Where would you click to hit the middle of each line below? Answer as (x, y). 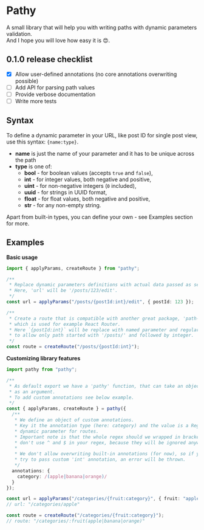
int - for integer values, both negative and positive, (88, 179)
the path (25, 160)
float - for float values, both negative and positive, (87, 199)
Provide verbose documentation (55, 94)
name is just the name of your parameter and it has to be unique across (104, 153)
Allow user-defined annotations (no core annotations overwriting (96, 74)
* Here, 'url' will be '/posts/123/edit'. (63, 291)
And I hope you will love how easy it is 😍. (58, 40)
